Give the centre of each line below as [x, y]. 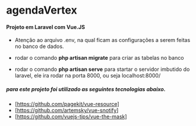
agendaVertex [42, 10]
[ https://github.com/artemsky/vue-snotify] [67, 111]
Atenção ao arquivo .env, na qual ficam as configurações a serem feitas [102, 40]
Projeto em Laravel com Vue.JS [45, 27]
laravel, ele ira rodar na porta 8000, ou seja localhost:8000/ [88, 76]
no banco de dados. [39, 46]
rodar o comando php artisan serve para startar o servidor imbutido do [102, 69]
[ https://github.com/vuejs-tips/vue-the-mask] [71, 117]
